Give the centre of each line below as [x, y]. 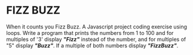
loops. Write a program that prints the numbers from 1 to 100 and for [90, 33]
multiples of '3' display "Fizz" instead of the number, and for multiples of [96, 39]
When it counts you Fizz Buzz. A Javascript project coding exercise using [96, 27]
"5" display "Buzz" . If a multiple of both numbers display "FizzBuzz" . [92, 46]
